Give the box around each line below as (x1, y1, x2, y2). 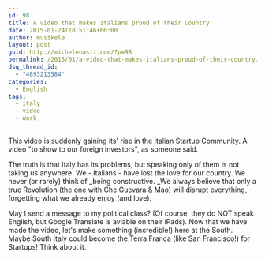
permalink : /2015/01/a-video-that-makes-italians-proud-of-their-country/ (8, 56, 259, 64)
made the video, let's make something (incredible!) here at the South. (8, 225, 233, 235)
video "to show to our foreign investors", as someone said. (8, 144, 199, 154)
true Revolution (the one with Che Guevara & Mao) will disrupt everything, (8, 185, 248, 194)
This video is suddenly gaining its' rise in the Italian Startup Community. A (8, 136, 248, 145)
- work (15, 114, 37, 122)
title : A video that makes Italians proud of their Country (8, 19, 211, 27)
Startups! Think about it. (8, 242, 87, 251)
